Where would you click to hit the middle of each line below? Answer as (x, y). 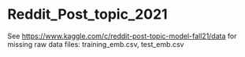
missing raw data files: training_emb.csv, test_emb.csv (96, 44)
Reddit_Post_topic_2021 (87, 14)
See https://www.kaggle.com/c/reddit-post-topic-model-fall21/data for (122, 36)
